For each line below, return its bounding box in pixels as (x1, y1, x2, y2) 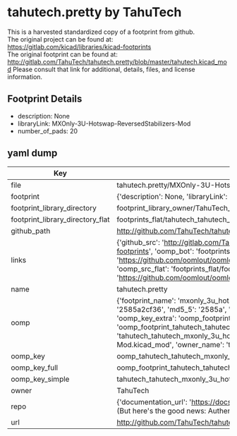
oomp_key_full (11, 363, 59, 373)
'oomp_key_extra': (116, 313, 177, 323)
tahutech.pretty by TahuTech (7, 4, 182, 20)
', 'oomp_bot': (148, 246, 195, 256)
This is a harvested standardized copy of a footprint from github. (7, 28, 195, 36)
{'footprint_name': (116, 296, 176, 305)
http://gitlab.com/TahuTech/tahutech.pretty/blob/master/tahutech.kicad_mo (7, 57, 227, 66)
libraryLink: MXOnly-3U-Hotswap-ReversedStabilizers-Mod (17, 119, 191, 128)
